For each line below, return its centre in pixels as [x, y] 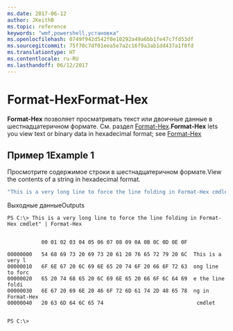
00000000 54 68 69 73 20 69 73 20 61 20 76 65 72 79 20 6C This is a [114, 255]
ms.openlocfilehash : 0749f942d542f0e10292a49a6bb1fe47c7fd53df [101, 40]
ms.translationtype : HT [42, 53]
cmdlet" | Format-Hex [51, 224]
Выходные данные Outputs [46, 205]
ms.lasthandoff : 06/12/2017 [48, 65]
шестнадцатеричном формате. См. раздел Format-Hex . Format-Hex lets [113, 126]
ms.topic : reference [37, 26]
